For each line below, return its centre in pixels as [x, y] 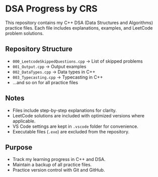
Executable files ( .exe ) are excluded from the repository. [71, 131]
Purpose [19, 147]
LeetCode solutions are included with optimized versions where [78, 115]
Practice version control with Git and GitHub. [59, 170]
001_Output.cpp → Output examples [49, 66]
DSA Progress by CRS [51, 9]
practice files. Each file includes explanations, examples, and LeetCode [79, 28]
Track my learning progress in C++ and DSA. [59, 159]
